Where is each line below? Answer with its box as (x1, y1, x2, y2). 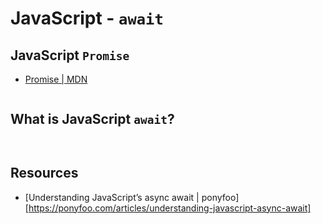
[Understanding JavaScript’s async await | (24, 191, 200, 203)
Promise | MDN (24, 73, 88, 85)
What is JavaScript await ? (10, 111, 175, 128)
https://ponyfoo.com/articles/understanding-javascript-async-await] (28, 202, 312, 214)
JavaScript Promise (10, 47, 130, 64)
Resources (10, 165, 79, 182)
